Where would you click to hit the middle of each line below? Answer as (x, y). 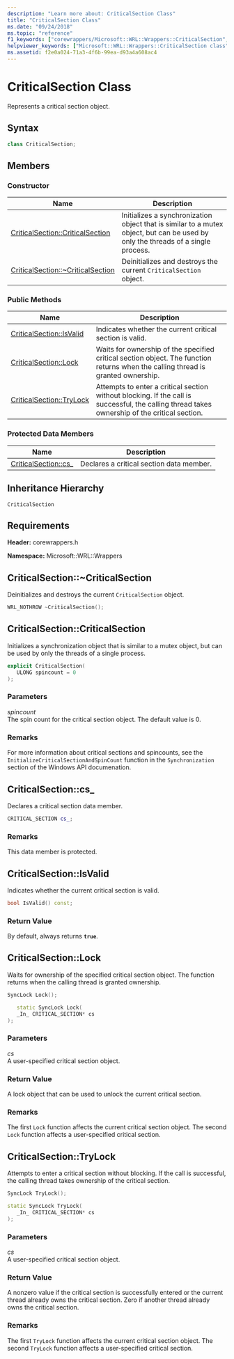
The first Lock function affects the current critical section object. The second (117, 1127)
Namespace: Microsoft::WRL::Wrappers (65, 556)
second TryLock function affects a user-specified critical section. (100, 1348)
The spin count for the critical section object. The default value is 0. (104, 719)
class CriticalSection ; (42, 144)
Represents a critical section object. (58, 106)
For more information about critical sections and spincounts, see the (105, 753)
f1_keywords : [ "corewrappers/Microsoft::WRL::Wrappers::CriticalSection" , (118, 40)
